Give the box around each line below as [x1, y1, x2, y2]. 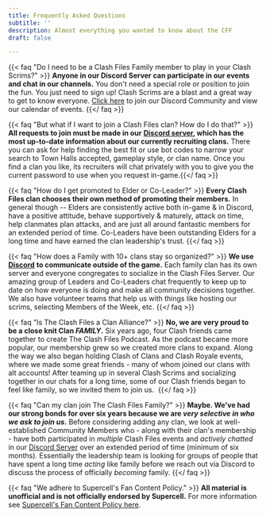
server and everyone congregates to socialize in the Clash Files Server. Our [8, 269, 256, 278]
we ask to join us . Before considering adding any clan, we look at [8, 417, 223, 427]
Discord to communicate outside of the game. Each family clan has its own [8, 260, 257, 270]
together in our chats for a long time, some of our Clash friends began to [8, 377, 246, 386]
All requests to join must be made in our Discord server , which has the [8, 128, 245, 138]
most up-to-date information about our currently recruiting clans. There [8, 136, 251, 147]
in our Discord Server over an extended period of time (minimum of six [8, 442, 240, 452]
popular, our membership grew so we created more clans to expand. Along [8, 343, 253, 353]
